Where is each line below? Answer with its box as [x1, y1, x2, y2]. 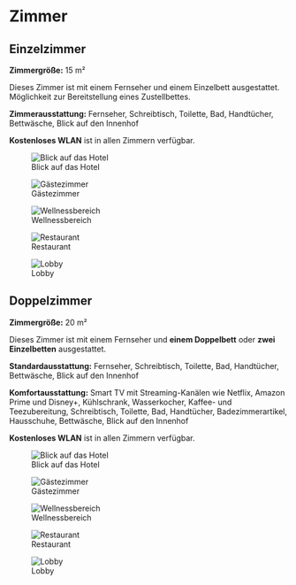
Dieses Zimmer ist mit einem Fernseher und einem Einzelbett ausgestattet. [9, 82, 280, 92]
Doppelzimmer [9, 294, 93, 309]
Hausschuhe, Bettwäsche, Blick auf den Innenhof [9, 415, 189, 426]
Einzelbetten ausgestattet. [9, 343, 106, 354]
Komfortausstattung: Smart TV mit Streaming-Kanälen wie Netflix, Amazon [9, 387, 285, 397]
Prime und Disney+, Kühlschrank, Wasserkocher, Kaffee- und [9, 396, 232, 407]
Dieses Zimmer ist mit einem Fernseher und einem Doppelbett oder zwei [9, 334, 276, 344]
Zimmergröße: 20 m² [9, 317, 88, 327]
